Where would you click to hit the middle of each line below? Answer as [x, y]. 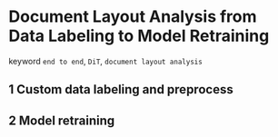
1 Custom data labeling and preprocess [121, 89]
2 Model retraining [62, 120]
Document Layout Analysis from [133, 17]
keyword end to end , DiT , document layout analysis [106, 61]
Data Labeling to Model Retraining [139, 36]
